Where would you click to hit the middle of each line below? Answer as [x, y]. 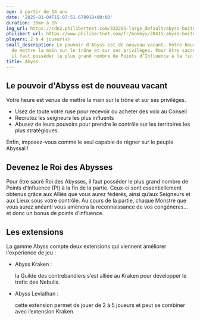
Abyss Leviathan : [37, 293]
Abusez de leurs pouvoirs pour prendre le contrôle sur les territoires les [102, 124]
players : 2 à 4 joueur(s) [38, 39]
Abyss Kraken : [33, 264]
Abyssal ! [17, 148]
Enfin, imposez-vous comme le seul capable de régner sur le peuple [90, 142]
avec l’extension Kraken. [45, 311]
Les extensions [35, 232]
